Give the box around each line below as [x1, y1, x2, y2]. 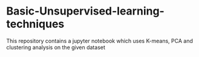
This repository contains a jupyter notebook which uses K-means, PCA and [6, 37, 194, 44]
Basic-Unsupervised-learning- [6, 4, 165, 18]
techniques [6, 17, 65, 31]
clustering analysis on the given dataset [6, 44, 106, 51]
